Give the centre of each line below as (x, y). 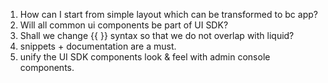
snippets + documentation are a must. (98, 46)
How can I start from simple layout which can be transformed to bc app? (168, 14)
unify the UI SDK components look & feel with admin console (145, 57)
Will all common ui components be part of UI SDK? (124, 25)
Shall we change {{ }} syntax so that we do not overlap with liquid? (157, 35)
